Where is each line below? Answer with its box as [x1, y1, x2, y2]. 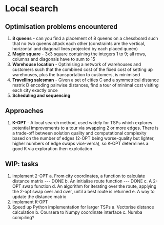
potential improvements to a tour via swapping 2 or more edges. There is [12, 125, 159, 131]
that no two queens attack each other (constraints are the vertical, [12, 41, 145, 46]
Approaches [5, 107, 44, 115]
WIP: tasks [5, 160, 39, 168]
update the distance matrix [12, 194, 66, 200]
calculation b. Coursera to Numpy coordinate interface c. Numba [12, 209, 143, 215]
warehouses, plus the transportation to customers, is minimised [12, 72, 140, 77]
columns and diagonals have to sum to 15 [12, 56, 96, 62]
